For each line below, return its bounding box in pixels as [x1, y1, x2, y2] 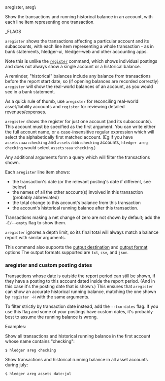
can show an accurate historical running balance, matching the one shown [5, 289, 157, 295]
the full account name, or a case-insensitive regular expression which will [5, 129, 154, 135]
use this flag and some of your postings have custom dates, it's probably [5, 309, 153, 315]
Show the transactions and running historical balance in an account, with [5, 14, 153, 19]
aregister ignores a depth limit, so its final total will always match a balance [5, 229, 159, 235]
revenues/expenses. [5, 109, 47, 115]
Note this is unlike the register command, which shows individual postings [5, 58, 158, 64]
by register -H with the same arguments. [5, 294, 90, 300]
